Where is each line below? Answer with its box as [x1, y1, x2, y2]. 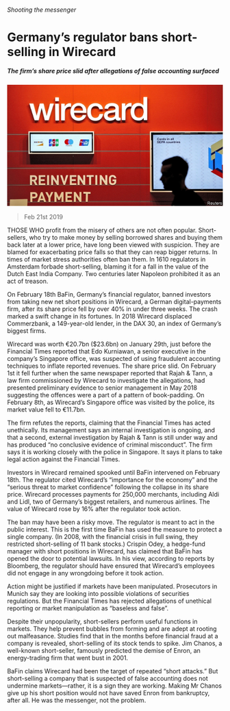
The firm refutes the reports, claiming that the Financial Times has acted [7, 419, 211, 427]
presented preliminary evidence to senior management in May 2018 [7, 384, 197, 392]
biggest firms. [7, 327, 47, 335]
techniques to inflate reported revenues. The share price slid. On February [7, 362, 217, 370]
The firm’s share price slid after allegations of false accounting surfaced [7, 67, 220, 75]
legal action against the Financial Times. [7, 456, 120, 464]
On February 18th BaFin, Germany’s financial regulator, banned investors [7, 290, 212, 299]
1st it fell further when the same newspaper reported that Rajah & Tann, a [7, 369, 214, 377]
